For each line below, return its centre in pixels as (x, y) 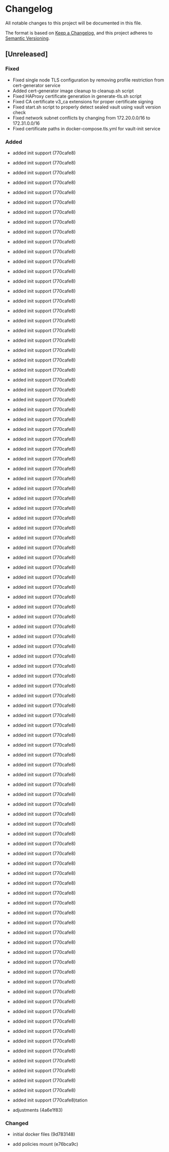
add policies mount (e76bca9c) (45, 1144)
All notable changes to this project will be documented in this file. (74, 23)
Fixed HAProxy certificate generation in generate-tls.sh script (77, 96)
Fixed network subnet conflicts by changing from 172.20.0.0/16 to (81, 118)
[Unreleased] (27, 54)
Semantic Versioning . (27, 38)
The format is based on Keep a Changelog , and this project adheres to (79, 33)
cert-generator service (37, 85)
